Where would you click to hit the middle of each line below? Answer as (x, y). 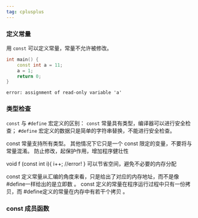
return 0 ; (29, 76)
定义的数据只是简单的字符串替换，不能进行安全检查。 (109, 130)
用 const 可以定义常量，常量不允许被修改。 (59, 48)
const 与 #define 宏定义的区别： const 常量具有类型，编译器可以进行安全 (96, 123)
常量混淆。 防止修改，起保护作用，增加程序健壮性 (67, 151)
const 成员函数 (28, 208)
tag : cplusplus (25, 12)
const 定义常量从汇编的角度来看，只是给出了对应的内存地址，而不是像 (93, 176)
